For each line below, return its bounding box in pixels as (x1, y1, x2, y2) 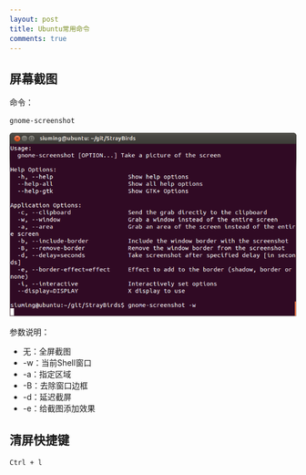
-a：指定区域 (22, 369, 72, 380)
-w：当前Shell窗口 (22, 357, 92, 368)
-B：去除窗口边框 (22, 380, 88, 391)
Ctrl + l (9, 459, 43, 468)
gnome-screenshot (9, 117, 76, 126)
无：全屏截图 (22, 346, 71, 357)
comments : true (9, 34, 67, 43)
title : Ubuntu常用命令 (9, 24, 90, 34)
